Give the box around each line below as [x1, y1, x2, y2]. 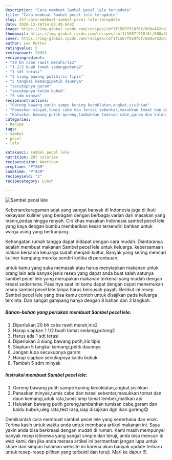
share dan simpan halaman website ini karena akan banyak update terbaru [5, 444, 162, 450]
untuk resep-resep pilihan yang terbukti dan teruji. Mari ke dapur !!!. [5, 449, 148, 455]
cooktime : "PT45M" [5, 169, 45, 174]
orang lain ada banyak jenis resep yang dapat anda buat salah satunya [5, 270, 154, 276]
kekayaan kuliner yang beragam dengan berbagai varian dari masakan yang [5, 212, 165, 218]
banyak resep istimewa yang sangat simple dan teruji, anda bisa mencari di [5, 433, 164, 439]
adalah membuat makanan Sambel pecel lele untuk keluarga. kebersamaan [5, 244, 163, 250]
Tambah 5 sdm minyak [12, 360, 61, 366]
